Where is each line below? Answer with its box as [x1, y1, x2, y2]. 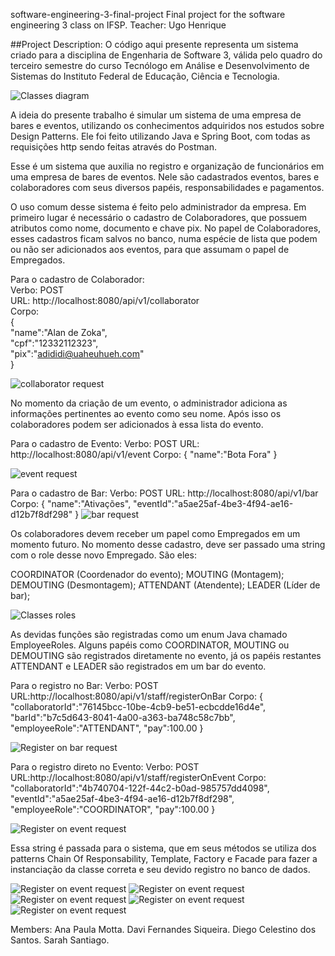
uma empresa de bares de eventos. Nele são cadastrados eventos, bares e [10, 171, 320, 183]
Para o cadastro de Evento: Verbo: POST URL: [10, 438, 200, 449]
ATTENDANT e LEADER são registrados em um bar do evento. [10, 660, 267, 672]
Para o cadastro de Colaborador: [10, 274, 145, 285]
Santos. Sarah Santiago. [10, 934, 110, 946]
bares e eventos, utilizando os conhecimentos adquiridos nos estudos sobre [10, 120, 325, 131]
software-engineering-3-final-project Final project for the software [10, 9, 286, 20]
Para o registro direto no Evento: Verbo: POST [10, 761, 200, 773]
